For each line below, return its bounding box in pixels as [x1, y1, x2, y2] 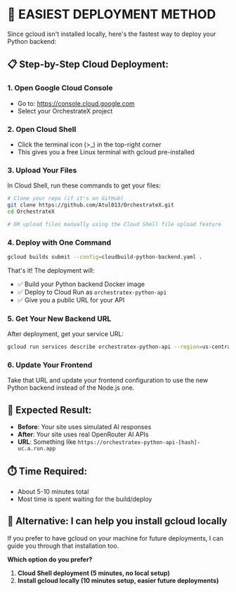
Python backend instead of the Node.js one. [7, 383, 135, 392]
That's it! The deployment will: [7, 266, 95, 274]
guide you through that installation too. [7, 541, 119, 550]
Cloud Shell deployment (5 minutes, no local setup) [17, 569, 170, 577]
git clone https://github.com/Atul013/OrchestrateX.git [7, 202, 174, 209]
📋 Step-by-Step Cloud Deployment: [7, 58, 169, 70]
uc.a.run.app [17, 445, 56, 452]
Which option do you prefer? [7, 555, 93, 563]
